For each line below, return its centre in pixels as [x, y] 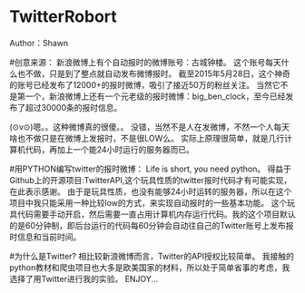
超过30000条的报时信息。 [74, 107]
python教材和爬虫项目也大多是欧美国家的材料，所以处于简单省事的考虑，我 [150, 267]
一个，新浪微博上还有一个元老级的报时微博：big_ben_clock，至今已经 [155, 96]
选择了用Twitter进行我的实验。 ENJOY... [84, 278]
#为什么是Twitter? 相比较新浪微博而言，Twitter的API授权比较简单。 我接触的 [152, 256]
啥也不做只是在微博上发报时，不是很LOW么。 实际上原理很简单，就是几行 [147, 138]
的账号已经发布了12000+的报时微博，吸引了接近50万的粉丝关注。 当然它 [145, 84]
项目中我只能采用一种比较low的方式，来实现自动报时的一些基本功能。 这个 [148, 202]
